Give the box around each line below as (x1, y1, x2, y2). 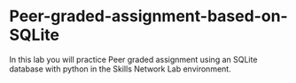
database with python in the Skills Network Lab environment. (9, 64, 232, 74)
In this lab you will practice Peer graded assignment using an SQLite (9, 54, 258, 64)
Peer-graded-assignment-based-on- (9, 6, 288, 26)
